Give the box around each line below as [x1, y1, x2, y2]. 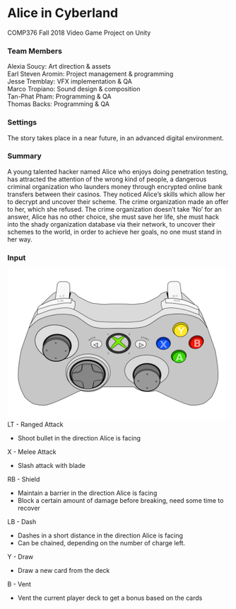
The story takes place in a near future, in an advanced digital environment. [7, 133, 224, 142]
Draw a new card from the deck [17, 566, 110, 574]
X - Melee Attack [7, 448, 57, 456]
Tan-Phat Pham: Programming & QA [7, 92, 112, 101]
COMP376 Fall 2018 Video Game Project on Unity [7, 28, 151, 37]
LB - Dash [7, 517, 37, 525]
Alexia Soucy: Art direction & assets [7, 62, 111, 71]
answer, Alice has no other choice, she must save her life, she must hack [7, 212, 220, 221]
